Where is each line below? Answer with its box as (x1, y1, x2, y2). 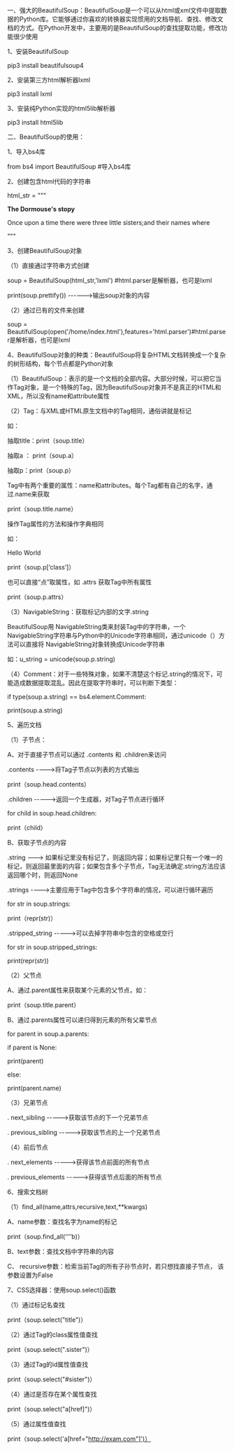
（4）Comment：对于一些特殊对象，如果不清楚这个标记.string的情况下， (7, 670, 217, 678)
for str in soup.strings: (7, 899, 71, 908)
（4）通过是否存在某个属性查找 (7, 1390, 98, 1398)
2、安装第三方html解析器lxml (7, 76, 91, 84)
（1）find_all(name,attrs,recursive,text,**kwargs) (7, 1203, 148, 1210)
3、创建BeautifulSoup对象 (7, 247, 82, 254)
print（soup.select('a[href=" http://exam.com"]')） (7, 1435, 152, 1443)
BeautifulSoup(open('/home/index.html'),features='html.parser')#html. (7, 328, 210, 336)
